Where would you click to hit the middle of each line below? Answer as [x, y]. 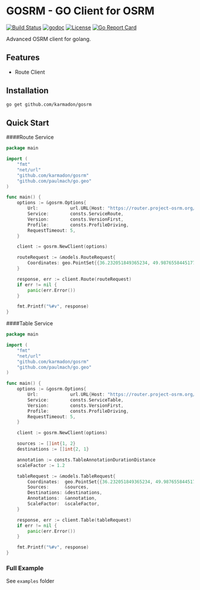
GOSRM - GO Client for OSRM [80, 11]
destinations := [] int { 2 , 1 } [53, 449]
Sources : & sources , [58, 487]
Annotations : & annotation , [62, 498]
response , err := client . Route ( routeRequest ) [74, 279]
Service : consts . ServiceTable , [76, 400]
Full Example [25, 568]
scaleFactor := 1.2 [41, 465]
